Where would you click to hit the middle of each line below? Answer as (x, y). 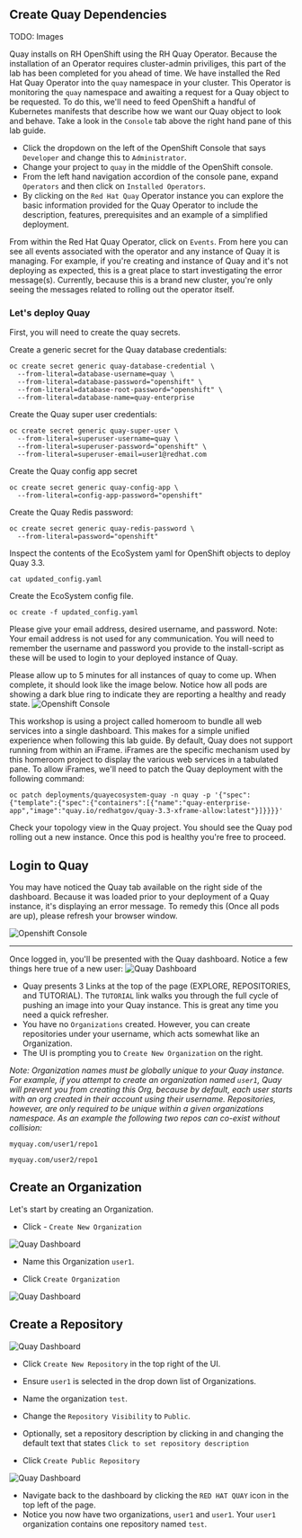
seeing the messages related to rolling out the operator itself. (122, 289)
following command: (47, 779)
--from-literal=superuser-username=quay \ (98, 439)
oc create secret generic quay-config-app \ (94, 488)
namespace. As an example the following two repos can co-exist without (145, 1118)
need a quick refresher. (66, 1015)
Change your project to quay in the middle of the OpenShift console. (147, 166)
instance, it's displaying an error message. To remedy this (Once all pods (145, 906)
